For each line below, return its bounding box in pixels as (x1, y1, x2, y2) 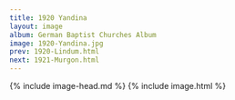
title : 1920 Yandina (9, 13, 88, 23)
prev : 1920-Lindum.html (9, 47, 100, 56)
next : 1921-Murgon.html (9, 55, 100, 65)
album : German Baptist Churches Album (9, 30, 157, 39)
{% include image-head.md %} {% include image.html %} (9, 81, 226, 91)
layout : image (9, 22, 64, 31)
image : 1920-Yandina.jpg (9, 38, 104, 48)
